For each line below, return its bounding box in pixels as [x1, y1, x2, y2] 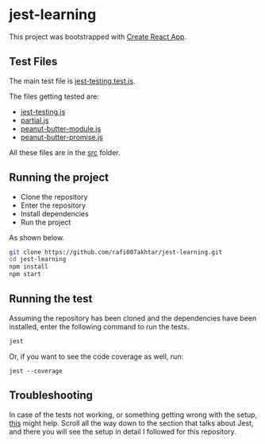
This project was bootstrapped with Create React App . [9, 32, 187, 41]
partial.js [20, 115, 49, 125]
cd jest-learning [9, 255, 67, 263]
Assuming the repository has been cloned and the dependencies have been [9, 313, 257, 323]
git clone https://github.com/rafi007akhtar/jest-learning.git [9, 248, 223, 256]
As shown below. [9, 232, 65, 242]
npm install [9, 263, 48, 271]
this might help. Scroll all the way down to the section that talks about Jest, [9, 418, 254, 427]
